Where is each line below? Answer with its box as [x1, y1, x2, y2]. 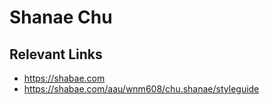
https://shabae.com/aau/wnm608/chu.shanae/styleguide [23, 83, 260, 95]
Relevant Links [9, 46, 103, 63]
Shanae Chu [9, 6, 113, 29]
